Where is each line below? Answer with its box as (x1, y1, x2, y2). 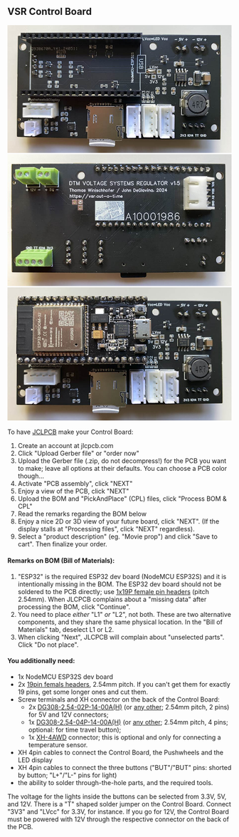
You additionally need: (7, 657, 75, 665)
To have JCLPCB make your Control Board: (7, 427, 134, 437)
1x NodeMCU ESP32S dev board (17, 672, 114, 681)
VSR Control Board (7, 6, 92, 18)
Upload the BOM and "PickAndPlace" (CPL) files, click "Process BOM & (17, 494, 228, 503)
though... (17, 472, 45, 480)
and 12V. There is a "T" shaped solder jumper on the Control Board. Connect (7, 799, 231, 808)
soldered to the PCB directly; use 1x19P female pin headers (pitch (17, 587, 210, 596)
